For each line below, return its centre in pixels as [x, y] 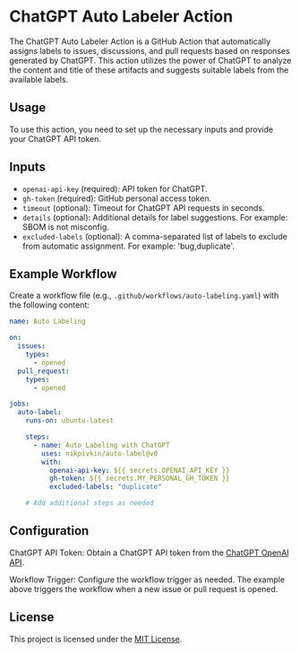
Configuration [49, 531]
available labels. [39, 79]
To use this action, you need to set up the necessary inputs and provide [141, 129]
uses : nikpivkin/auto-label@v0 [100, 453]
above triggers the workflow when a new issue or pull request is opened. [144, 588]
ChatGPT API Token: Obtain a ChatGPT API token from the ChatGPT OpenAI [149, 553]
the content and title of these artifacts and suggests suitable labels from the [149, 70]
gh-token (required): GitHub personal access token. [117, 198]
